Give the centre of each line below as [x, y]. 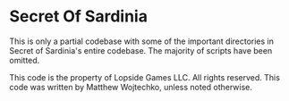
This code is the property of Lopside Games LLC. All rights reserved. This [144, 77]
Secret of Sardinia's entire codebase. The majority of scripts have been [141, 50]
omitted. [25, 60]
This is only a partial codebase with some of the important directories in [142, 41]
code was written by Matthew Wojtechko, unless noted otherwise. [131, 87]
